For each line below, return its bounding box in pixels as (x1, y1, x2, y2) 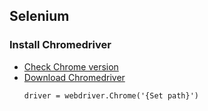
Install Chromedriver (9, 38, 112, 52)
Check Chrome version (23, 60, 119, 73)
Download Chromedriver (23, 71, 126, 83)
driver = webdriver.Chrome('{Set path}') (23, 90, 199, 101)
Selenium (9, 8, 70, 25)
